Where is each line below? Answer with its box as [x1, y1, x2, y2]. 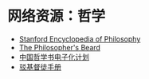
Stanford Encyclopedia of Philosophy [18, 34, 141, 44]
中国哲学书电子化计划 [18, 52, 89, 61]
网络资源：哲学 [7, 7, 106, 26]
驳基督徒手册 [18, 61, 61, 72]
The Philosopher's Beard [18, 42, 101, 52]
